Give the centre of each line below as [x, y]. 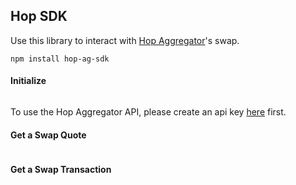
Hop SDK [39, 16]
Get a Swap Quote [48, 135]
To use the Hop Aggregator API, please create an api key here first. [148, 112]
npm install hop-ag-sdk [60, 59]
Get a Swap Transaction [61, 169]
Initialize [28, 81]
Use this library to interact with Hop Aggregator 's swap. [125, 40]
